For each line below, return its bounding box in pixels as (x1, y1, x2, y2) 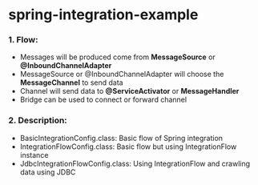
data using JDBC (19, 167, 76, 177)
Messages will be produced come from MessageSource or (19, 52, 216, 62)
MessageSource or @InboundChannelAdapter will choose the (19, 70, 224, 79)
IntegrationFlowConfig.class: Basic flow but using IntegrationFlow (19, 142, 237, 151)
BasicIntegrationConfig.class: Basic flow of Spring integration (19, 133, 223, 143)
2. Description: (8, 115, 68, 126)
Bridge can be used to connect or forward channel (19, 95, 187, 105)
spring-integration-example (8, 6, 199, 24)
